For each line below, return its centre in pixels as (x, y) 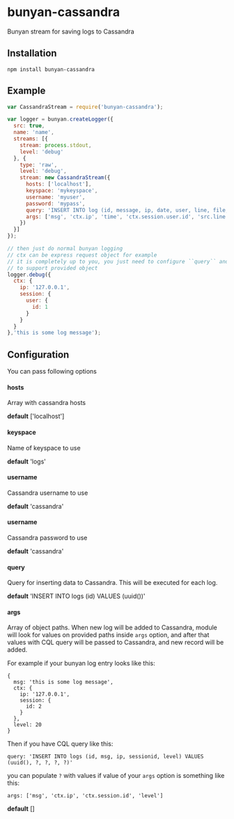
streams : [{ (31, 139)
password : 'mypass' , (55, 204)
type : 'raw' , (39, 164)
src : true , (29, 126)
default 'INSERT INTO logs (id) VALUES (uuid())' (76, 596)
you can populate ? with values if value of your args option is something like (116, 776)
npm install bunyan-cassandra (51, 69)
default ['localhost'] (36, 416)
